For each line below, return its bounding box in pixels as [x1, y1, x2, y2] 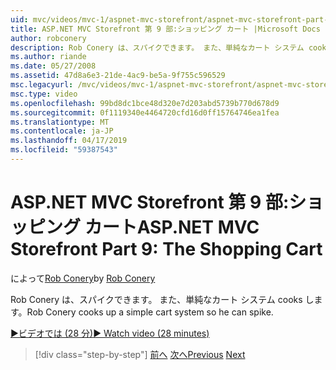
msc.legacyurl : [10, 80, 74, 90]
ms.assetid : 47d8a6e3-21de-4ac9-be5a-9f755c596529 [10, 71, 226, 81]
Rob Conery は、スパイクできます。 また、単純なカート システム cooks [10, 293, 303, 305]
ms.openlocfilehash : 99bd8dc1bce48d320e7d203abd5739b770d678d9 [10, 98, 280, 108]
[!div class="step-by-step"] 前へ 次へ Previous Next [34, 348, 246, 360]
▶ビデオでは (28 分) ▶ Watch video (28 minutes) [10, 327, 210, 339]
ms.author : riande [10, 52, 87, 62]
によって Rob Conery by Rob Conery [10, 272, 156, 284]
